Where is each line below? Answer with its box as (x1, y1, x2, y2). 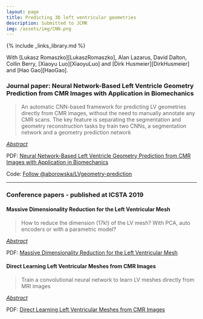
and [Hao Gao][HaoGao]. (6, 67, 68, 74)
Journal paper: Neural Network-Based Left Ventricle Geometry (6, 82, 195, 90)
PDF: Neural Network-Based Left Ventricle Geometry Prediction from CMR (6, 152, 192, 159)
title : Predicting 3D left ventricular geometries (6, 14, 137, 21)
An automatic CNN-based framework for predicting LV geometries (21, 103, 187, 110)
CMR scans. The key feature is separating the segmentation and (21, 116, 181, 123)
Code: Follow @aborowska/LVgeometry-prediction (6, 170, 132, 177)
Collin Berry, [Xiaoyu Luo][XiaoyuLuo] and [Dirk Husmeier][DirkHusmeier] (6, 60, 190, 68)
